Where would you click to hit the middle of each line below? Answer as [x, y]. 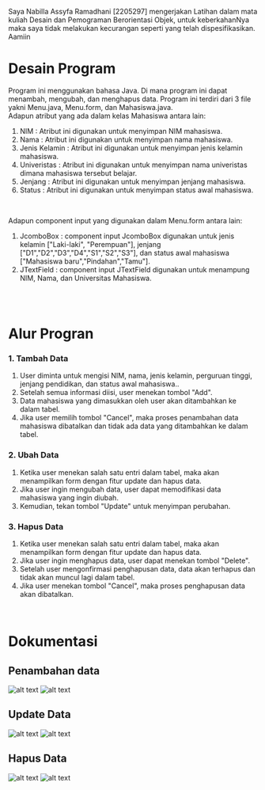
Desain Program [62, 68]
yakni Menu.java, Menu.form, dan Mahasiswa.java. [91, 107]
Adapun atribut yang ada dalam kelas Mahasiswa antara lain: [107, 116]
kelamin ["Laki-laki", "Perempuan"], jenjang [90, 244]
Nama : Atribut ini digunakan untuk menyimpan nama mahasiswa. [126, 139]
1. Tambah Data [38, 359]
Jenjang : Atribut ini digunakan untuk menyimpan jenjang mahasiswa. [132, 181]
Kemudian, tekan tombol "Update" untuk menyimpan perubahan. [125, 506]
